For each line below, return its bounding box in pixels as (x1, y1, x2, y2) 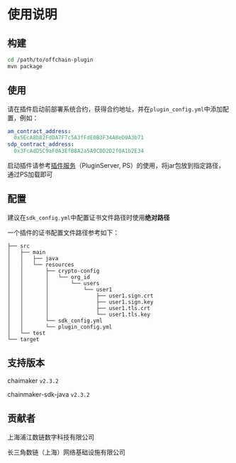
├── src (7, 243, 30, 250)
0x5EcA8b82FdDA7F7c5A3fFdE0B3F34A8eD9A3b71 (13, 134, 144, 142)
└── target (7, 336, 40, 343)
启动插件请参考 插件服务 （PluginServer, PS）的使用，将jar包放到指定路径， (7, 161, 225, 170)
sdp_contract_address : (7, 141, 74, 148)
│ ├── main (7, 248, 46, 256)
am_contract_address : (7, 127, 72, 135)
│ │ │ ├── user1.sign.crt (7, 292, 154, 299)
